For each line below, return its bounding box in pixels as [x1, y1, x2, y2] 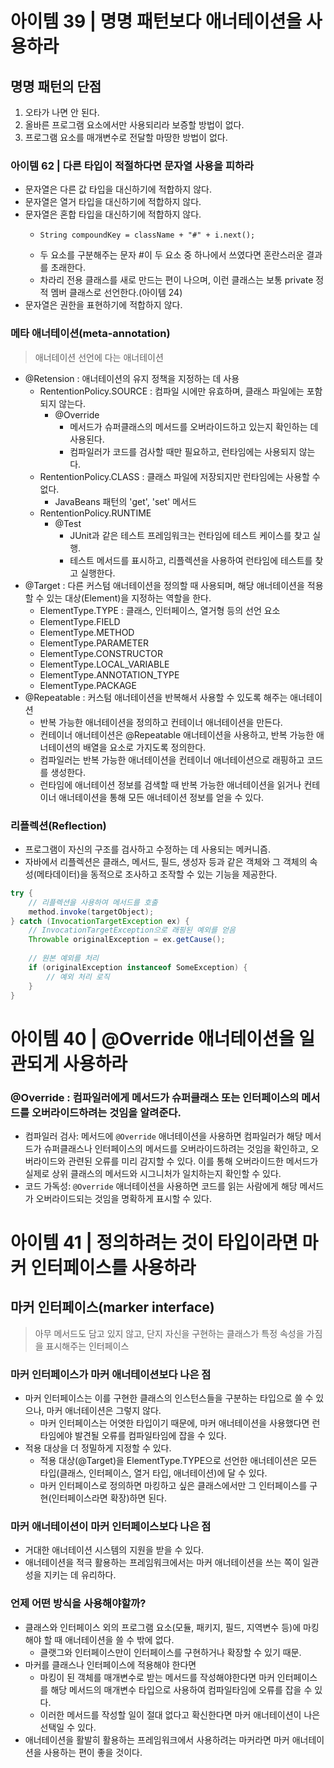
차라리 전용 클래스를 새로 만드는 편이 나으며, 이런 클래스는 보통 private [39, 274, 314, 286]
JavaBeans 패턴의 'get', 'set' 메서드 [54, 495, 197, 507]
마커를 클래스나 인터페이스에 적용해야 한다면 [24, 1658, 197, 1671]
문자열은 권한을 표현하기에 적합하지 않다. [24, 299, 183, 311]
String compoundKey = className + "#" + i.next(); [39, 230, 256, 241]
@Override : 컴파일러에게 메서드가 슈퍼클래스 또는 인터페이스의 [10, 1090, 300, 1104]
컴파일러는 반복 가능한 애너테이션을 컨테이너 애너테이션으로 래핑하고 [39, 753, 305, 766]
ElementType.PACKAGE [39, 679, 137, 691]
